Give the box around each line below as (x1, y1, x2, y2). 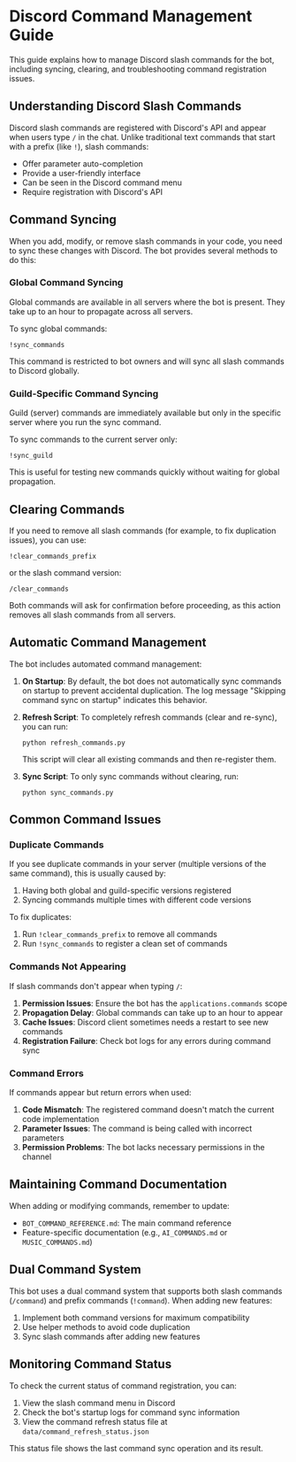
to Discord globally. (9, 365, 80, 375)
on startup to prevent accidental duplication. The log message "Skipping (21, 685, 286, 696)
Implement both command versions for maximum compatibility (21, 1312, 250, 1323)
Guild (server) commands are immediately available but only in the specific (9, 407, 281, 418)
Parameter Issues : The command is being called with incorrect (21, 1123, 253, 1134)
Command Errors (9, 1067, 84, 1079)
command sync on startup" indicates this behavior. (21, 694, 208, 705)
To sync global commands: (9, 323, 108, 334)
